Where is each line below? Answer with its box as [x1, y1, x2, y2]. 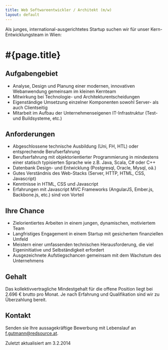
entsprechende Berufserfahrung [12, 149, 80, 155]
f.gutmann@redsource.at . [5, 330, 59, 336]
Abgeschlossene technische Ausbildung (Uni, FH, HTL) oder [12, 143, 139, 150]
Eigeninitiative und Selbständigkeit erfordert [12, 247, 105, 253]
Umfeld [12, 236, 28, 242]
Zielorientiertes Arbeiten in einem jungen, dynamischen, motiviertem [12, 220, 156, 226]
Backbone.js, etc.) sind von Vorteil [12, 192, 85, 198]
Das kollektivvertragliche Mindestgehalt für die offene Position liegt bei [5, 286, 153, 292]
